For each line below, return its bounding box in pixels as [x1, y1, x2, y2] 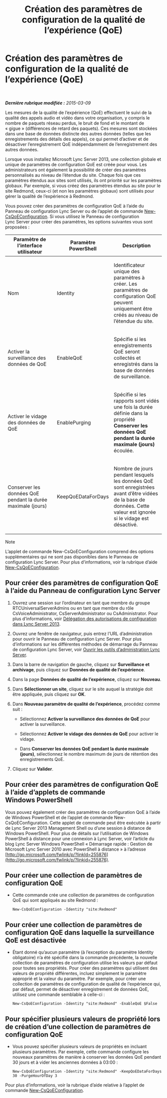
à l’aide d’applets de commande [5, 788, 105, 797]
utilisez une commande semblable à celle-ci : [12, 991, 105, 997]
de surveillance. [113, 373, 151, 380]
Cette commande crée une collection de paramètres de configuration [12, 892, 155, 898]
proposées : [5, 224, 30, 230]
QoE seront [113, 348, 140, 355]
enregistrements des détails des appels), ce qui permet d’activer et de [5, 136, 149, 142]
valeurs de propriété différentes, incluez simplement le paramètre [12, 971, 147, 977]
